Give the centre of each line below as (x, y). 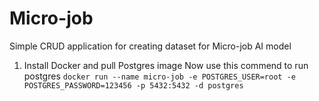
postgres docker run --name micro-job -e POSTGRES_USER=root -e (159, 76)
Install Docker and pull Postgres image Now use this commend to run (166, 65)
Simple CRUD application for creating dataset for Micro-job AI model (150, 46)
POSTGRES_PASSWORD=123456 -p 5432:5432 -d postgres (133, 85)
